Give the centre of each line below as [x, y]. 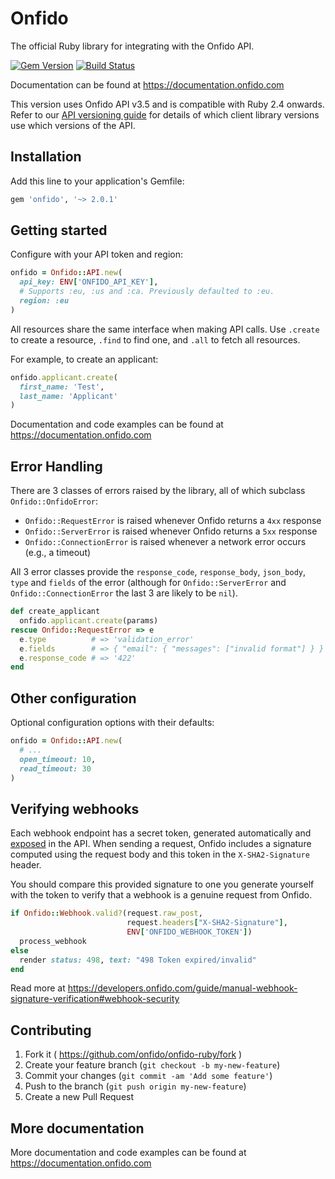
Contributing [51, 1030]
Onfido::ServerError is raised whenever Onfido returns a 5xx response [171, 531]
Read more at [38, 988]
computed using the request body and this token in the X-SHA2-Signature [160, 854]
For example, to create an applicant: [84, 359]
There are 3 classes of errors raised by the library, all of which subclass [158, 491]
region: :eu [44, 301]
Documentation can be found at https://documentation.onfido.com [147, 84]
